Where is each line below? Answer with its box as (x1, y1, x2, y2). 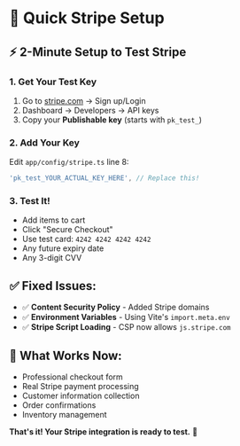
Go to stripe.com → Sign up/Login (21, 95, 146, 106)
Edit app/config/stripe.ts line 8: (9, 157, 129, 168)
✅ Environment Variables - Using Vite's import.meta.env (21, 312, 230, 323)
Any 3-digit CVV (21, 253, 82, 263)
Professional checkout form (21, 372, 124, 382)
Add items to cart (21, 215, 86, 225)
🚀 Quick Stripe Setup (9, 8, 166, 28)
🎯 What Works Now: (9, 348, 122, 363)
